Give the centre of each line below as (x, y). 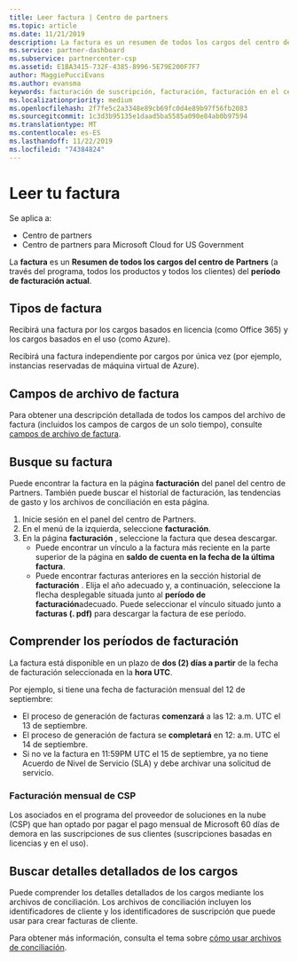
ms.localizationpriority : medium (71, 100)
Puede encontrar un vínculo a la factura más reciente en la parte (153, 547)
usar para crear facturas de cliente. (74, 920)
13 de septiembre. (55, 725)
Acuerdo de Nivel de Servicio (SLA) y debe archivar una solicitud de (146, 763)
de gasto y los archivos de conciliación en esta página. (110, 502)
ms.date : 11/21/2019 (47, 34)
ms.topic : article (43, 26)
